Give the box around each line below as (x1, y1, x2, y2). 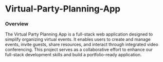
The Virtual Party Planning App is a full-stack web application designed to (5, 31, 153, 37)
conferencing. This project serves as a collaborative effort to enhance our (5, 47, 153, 52)
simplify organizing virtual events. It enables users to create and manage (5, 37, 151, 42)
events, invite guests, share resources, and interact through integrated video (5, 42, 159, 48)
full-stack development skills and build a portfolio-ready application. (5, 52, 142, 58)
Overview (5, 21, 29, 27)
